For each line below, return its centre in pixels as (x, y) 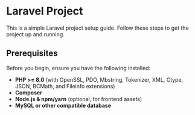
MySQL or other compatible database (63, 105)
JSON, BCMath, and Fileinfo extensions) (65, 86)
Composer (28, 93)
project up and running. (35, 34)
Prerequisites (32, 54)
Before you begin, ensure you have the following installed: (78, 68)
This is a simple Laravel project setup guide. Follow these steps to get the (97, 28)
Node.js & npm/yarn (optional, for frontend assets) (78, 99)
